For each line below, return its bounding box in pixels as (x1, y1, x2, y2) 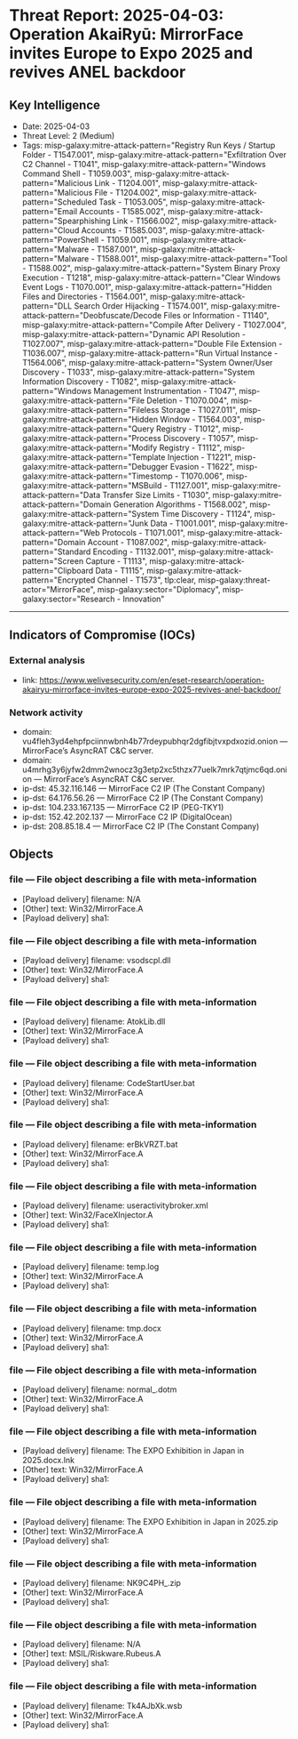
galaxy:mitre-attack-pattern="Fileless (21, 405, 160, 415)
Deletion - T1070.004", (145, 395, 229, 406)
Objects (9, 847, 54, 862)
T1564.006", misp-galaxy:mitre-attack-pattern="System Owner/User (21, 358, 273, 367)
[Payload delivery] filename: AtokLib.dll (21, 1016, 166, 1027)
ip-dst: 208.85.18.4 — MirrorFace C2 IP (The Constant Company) (21, 820, 260, 832)
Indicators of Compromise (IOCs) (9, 628, 196, 643)
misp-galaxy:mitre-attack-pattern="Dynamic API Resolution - (21, 329, 247, 339)
